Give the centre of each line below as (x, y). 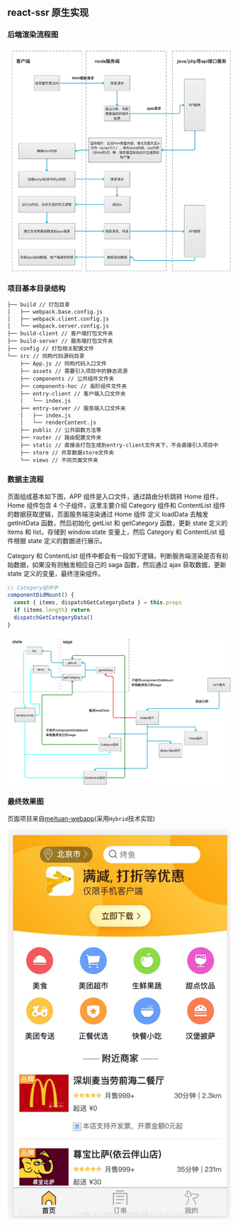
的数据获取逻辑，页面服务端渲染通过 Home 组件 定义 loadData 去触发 (108, 514)
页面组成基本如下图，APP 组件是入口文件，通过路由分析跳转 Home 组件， (115, 496)
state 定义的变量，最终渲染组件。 (56, 574)
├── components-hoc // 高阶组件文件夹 (74, 386)
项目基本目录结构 (36, 288)
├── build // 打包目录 (39, 305)
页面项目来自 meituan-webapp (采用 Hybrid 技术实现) (81, 818)
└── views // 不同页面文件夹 (59, 460)
